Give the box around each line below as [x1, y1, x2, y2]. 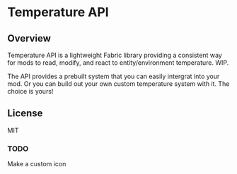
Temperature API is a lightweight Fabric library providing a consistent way [7, 51, 223, 59]
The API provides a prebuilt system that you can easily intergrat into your [7, 72, 220, 80]
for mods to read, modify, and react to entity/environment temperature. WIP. [7, 58, 229, 67]
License [7, 107, 43, 120]
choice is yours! [7, 87, 54, 95]
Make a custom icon [7, 160, 67, 168]
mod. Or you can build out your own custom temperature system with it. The [7, 80, 230, 88]
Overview [7, 32, 52, 44]
